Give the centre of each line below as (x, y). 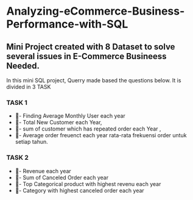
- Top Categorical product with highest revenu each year (90, 184)
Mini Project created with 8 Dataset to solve (91, 47)
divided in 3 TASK (29, 87)
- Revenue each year (45, 171)
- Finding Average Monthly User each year (72, 116)
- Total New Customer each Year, (60, 123)
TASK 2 (18, 158)
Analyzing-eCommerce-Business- (96, 11)
